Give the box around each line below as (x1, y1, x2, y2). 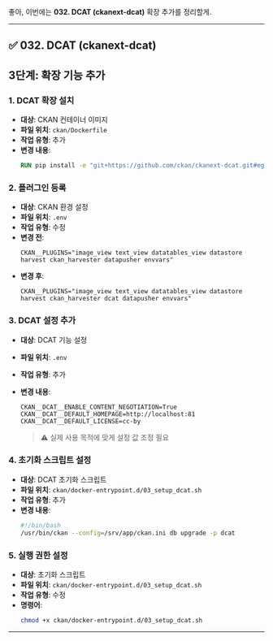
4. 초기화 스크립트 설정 (8, 454, 92, 466)
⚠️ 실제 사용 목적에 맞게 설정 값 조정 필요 (40, 432, 169, 442)
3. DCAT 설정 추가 (8, 315, 76, 327)
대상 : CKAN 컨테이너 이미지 (19, 115, 108, 124)
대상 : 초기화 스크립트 (19, 570, 86, 579)
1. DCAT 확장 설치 (8, 94, 75, 106)
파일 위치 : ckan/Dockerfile (19, 125, 108, 135)
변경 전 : (19, 232, 45, 242)
